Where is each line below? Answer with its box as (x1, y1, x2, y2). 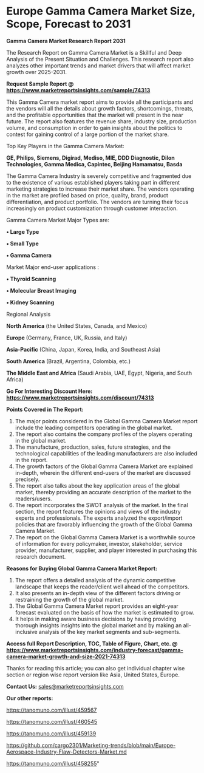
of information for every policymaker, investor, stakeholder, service (15, 540, 183, 547)
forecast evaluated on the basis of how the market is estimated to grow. (15, 608, 194, 616)
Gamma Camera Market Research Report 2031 (6, 37, 126, 44)
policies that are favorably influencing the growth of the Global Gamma (15, 520, 192, 528)
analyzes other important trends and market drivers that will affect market (6, 62, 191, 69)
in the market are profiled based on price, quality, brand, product (6, 191, 169, 199)
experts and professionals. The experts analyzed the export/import (15, 514, 183, 522)
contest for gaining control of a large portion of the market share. (6, 131, 169, 138)
